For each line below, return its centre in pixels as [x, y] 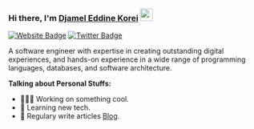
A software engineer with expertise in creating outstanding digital [116, 51]
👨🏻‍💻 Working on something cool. [75, 99]
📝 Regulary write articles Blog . [70, 116]
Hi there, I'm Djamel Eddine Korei [73, 18]
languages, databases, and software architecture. [90, 68]
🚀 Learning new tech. [55, 107]
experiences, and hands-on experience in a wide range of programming [127, 59]
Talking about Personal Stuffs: [60, 83]
